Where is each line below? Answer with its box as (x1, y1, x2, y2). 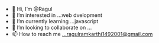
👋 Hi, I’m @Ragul (11, 6, 53, 12)
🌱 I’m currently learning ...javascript (11, 18, 99, 24)
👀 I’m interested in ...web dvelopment (11, 12, 102, 19)
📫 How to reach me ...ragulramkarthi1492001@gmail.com (11, 31, 153, 37)
